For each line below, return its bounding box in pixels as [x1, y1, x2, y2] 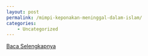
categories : [6, 20, 36, 26]
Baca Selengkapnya [6, 43, 56, 50]
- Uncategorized [17, 26, 59, 32]
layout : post [6, 9, 39, 15]
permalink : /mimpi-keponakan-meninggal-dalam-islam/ [6, 15, 143, 21]
